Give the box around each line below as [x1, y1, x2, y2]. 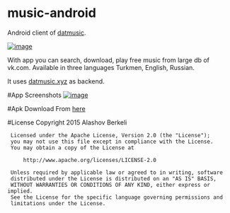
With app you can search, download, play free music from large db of [7, 55, 210, 64]
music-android [7, 5, 97, 21]
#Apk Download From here [7, 104, 86, 113]
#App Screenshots [7, 91, 62, 99]
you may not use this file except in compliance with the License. [10, 138, 214, 145]
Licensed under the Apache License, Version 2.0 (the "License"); [10, 132, 211, 139]
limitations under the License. [10, 200, 106, 207]
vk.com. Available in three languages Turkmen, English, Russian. [7, 63, 195, 71]
